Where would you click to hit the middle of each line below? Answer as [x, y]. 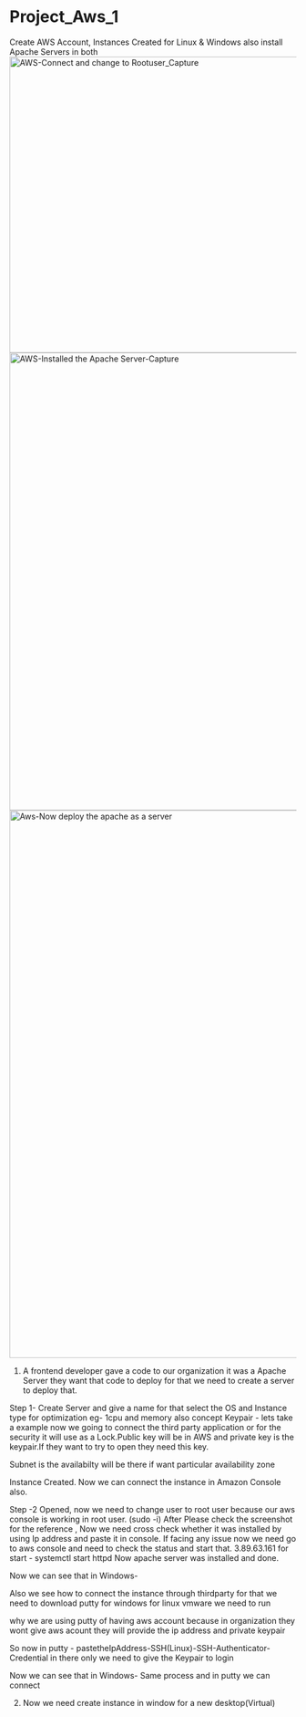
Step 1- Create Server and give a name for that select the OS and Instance [148, 1408]
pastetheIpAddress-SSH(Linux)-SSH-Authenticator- [173, 1648]
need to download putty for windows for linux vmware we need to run [140, 1603]
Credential [29, 1658]
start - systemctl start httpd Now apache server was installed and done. [144, 1557]
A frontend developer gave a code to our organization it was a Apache [154, 1370]
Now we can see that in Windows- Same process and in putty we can [140, 1675]
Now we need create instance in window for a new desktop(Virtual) [149, 1702]
